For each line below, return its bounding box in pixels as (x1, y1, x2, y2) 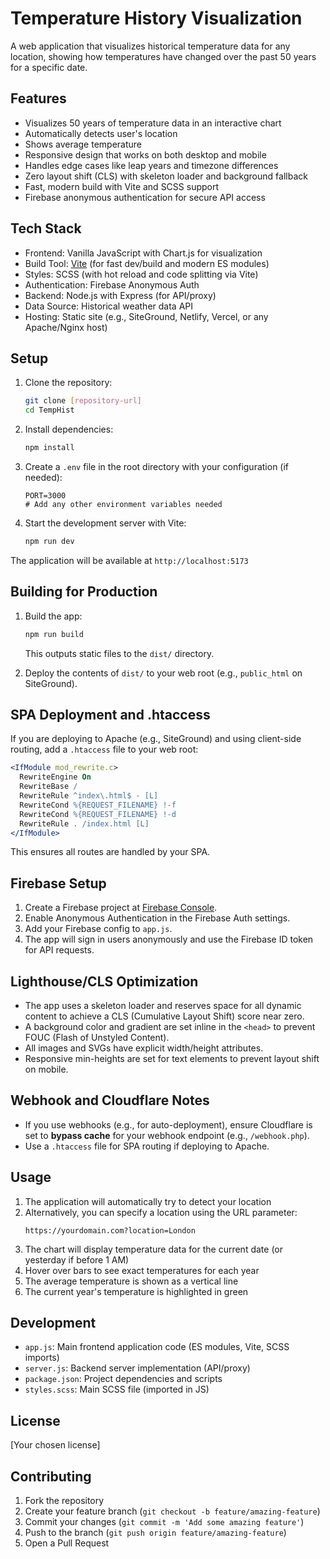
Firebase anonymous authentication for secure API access (24, 191, 266, 203)
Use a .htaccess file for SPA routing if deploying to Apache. (24, 1140, 270, 1152)
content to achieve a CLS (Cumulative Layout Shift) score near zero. (24, 1010, 305, 1022)
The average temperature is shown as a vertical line (24, 1275, 239, 1287)
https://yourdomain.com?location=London (24, 1225, 196, 1236)
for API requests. (24, 944, 95, 956)
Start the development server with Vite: (24, 517, 187, 529)
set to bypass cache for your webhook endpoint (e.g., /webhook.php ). (24, 1129, 310, 1141)
